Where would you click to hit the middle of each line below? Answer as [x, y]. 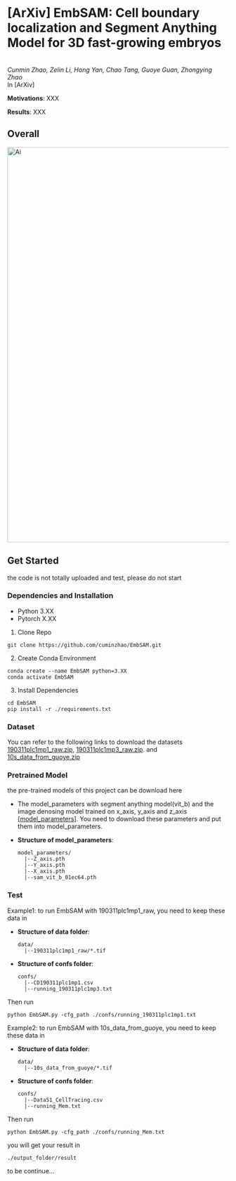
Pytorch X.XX [37, 618]
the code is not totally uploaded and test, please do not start [94, 578]
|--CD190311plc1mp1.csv [59, 983]
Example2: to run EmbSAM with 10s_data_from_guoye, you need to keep [112, 1028]
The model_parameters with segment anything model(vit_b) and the [116, 804]
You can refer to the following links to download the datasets [95, 742]
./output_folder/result [42, 1158]
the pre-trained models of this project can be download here [95, 790]
